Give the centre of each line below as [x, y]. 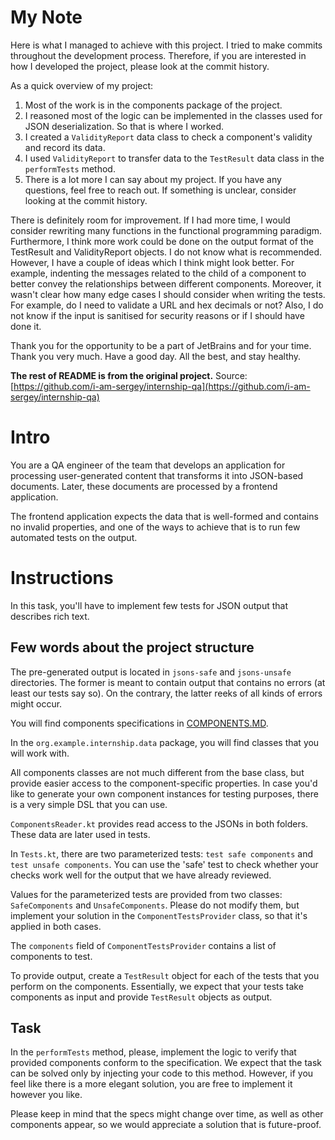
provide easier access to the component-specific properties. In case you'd [164, 783]
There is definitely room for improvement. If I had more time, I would [150, 220]
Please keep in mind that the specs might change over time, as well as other [167, 1114]
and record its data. [65, 147]
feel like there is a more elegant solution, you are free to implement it [151, 1084]
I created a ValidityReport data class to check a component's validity [168, 137]
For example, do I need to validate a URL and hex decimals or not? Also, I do [167, 305]
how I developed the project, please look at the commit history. [140, 66]
